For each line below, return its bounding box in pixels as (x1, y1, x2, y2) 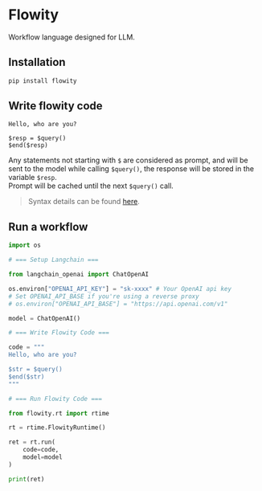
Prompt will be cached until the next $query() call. (8, 181, 174, 190)
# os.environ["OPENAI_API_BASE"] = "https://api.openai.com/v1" (8, 300, 228, 308)
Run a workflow (8, 219, 88, 234)
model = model (23, 453, 63, 461)
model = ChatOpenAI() (8, 314, 81, 322)
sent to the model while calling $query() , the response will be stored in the (8, 164, 255, 174)
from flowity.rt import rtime (8, 409, 110, 417)
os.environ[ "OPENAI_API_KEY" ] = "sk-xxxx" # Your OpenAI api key (8, 284, 231, 293)
